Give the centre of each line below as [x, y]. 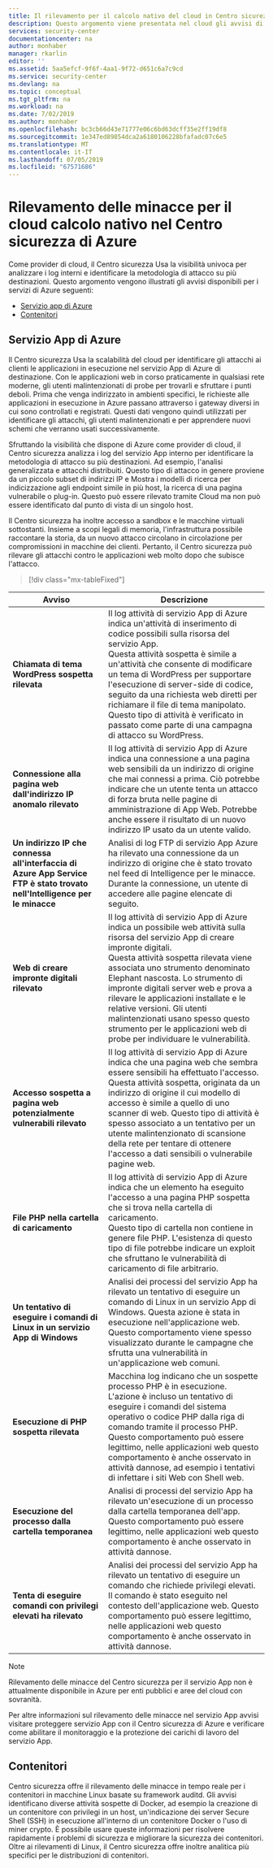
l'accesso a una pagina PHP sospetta [179, 1197]
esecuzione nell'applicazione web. [174, 1322]
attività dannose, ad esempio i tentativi [182, 1467]
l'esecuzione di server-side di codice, [181, 684]
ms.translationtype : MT [49, 144]
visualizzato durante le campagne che [181, 1342]
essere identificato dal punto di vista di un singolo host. [101, 505]
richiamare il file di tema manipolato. [177, 704]
